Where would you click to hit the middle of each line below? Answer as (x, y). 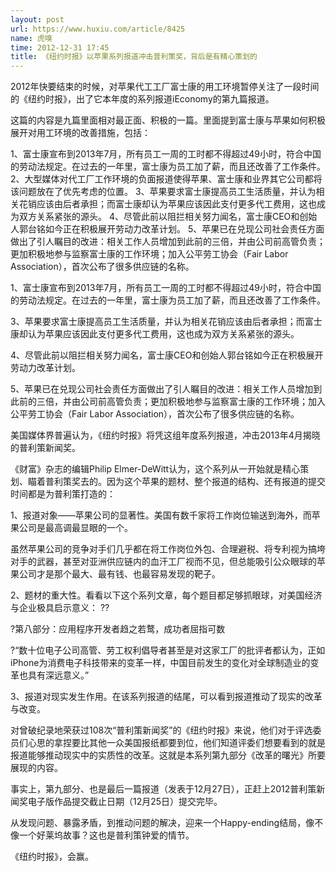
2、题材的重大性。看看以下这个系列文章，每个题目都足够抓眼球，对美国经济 (166, 595)
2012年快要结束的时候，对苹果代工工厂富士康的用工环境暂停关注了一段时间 (165, 87)
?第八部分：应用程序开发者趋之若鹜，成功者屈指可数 (118, 629)
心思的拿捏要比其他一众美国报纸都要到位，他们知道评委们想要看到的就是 (176, 743)
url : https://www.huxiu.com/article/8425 (98, 29)
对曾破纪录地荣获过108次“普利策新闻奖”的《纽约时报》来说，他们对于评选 (161, 730)
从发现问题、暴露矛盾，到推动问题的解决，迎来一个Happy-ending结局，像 (162, 823)
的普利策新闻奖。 (45, 448)
